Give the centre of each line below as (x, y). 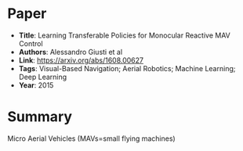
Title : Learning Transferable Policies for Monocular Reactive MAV (124, 35)
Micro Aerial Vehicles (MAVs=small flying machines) (91, 138)
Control (31, 43)
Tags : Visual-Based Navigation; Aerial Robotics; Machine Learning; (127, 68)
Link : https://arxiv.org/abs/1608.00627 (81, 60)
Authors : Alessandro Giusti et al (71, 52)
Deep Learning (43, 77)
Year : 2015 (36, 85)
